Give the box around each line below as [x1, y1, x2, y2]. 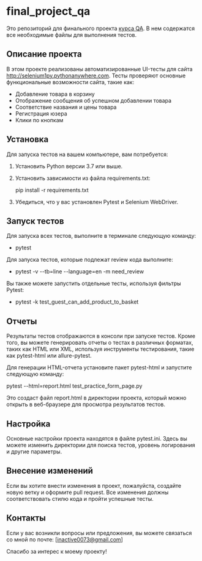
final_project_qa [6, 4, 91, 18]
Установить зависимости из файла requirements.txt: [15, 174, 151, 182]
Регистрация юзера [15, 109, 67, 117]
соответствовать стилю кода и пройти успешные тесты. [6, 495, 154, 502]
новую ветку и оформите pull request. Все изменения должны [6, 488, 169, 496]
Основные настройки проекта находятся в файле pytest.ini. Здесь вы [6, 435, 188, 442]
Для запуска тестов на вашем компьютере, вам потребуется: [6, 151, 168, 158]
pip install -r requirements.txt [15, 186, 89, 194]
